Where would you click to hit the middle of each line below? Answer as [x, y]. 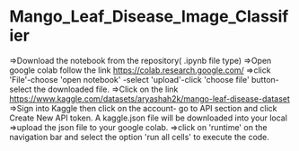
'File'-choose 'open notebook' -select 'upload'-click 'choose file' [129, 79]
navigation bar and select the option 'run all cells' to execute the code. [139, 137]
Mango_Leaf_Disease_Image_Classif [149, 17]
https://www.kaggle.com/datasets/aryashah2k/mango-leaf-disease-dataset [149, 98]
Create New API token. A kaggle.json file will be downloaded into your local [148, 118]
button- [265, 79]
